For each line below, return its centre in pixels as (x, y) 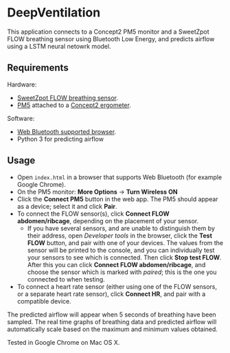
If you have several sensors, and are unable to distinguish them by (121, 228)
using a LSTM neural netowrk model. (59, 46)
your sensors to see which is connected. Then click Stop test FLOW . (124, 257)
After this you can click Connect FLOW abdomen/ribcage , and (116, 264)
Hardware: (22, 84)
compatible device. (44, 301)
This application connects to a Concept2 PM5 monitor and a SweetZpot (108, 32)
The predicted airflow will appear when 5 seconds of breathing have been (112, 315)
